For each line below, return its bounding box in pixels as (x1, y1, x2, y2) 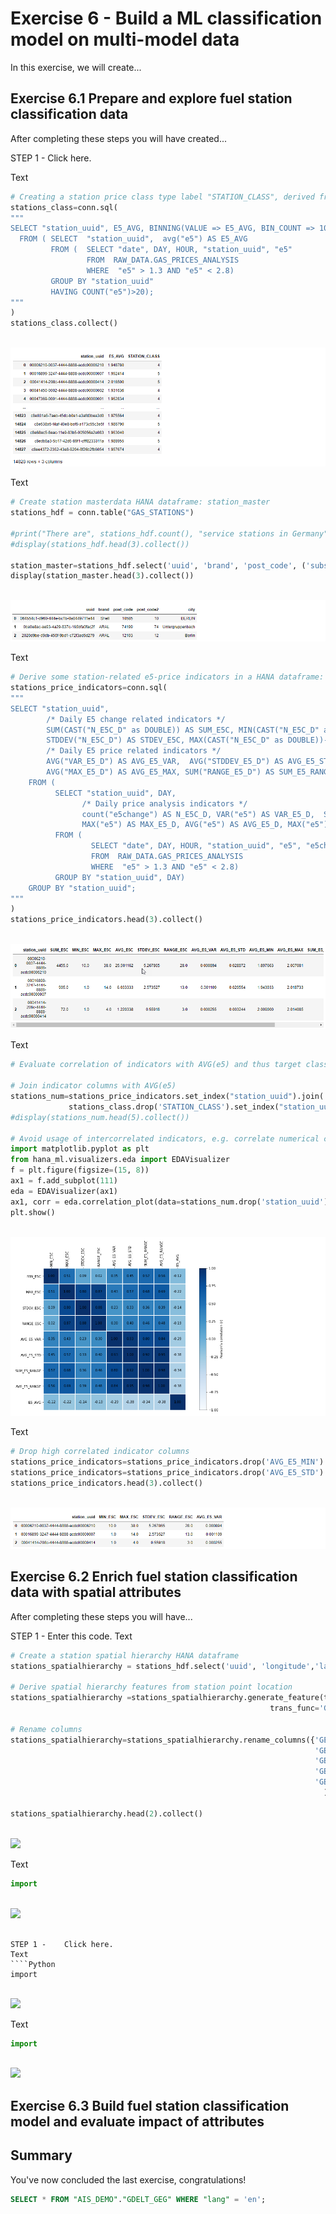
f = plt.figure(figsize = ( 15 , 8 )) (10, 1165, 150, 1176)
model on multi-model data (10, 28, 240, 51)
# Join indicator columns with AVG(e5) (10, 1081, 177, 1091)
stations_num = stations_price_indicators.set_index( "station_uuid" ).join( (10, 1092, 325, 1102)
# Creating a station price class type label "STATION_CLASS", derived (10, 192, 315, 202)
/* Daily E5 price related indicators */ (46, 746, 222, 756)
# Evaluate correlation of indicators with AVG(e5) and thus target (10, 1060, 302, 1070)
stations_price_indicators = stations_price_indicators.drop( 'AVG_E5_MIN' (10, 1457, 320, 1467)
